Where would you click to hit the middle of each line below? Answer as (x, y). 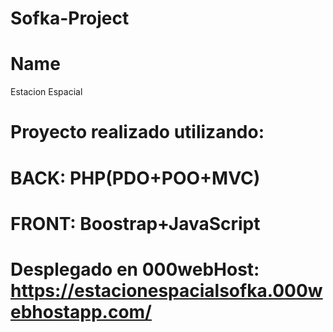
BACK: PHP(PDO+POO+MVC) (135, 178)
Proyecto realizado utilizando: (137, 132)
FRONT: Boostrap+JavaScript (135, 223)
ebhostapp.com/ (81, 311)
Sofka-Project (70, 18)
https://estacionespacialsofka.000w (166, 290)
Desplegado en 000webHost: (135, 269)
